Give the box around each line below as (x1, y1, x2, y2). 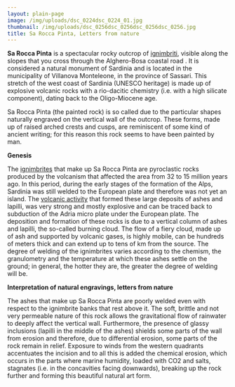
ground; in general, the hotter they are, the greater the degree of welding (7, 262, 218, 271)
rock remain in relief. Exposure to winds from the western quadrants (7, 342, 204, 350)
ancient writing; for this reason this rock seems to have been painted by (7, 130, 215, 139)
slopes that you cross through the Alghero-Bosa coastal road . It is (7, 57, 199, 65)
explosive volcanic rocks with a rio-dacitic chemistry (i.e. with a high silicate (7, 87, 227, 95)
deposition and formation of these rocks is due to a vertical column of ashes (7, 217, 228, 226)
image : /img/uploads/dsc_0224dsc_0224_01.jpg (7, 17, 142, 24)
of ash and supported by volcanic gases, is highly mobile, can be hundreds (7, 232, 224, 241)
